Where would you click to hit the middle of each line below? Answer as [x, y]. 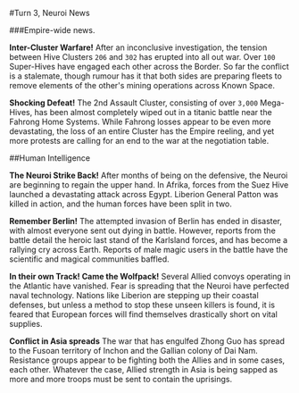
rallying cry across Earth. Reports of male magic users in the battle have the [149, 250]
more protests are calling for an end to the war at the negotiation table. [139, 141]
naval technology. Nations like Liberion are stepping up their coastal [134, 295]
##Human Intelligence [50, 158]
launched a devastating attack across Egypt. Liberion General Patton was [144, 194]
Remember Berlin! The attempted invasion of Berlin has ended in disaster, [146, 221]
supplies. [26, 324]
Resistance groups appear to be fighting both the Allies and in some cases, [147, 360]
